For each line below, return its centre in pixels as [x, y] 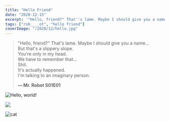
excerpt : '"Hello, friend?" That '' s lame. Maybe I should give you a [80, 19]
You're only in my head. [42, 54]
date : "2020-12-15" [26, 15]
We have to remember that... [47, 59]
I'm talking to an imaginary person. [54, 75]
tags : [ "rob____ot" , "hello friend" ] [45, 24]
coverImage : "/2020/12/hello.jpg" [42, 29]
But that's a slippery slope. [46, 49]
